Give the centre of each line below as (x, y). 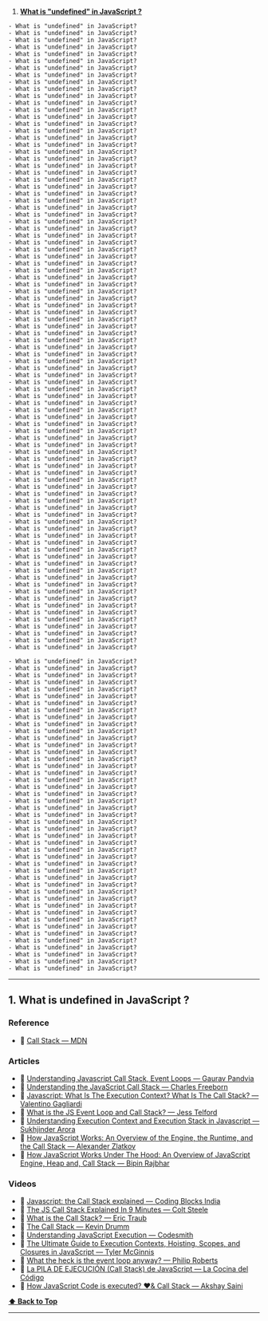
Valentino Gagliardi (51, 1103)
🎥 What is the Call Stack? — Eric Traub (83, 1218)
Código (32, 1278)
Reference (29, 1023)
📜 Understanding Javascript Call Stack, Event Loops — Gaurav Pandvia (137, 1078)
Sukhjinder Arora (47, 1129)
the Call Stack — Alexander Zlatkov (78, 1146)
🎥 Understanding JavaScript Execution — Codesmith (106, 1235)
